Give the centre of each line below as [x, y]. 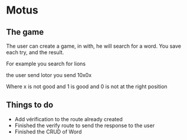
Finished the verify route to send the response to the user [85, 125]
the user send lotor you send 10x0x [49, 75]
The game [25, 32]
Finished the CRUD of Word [48, 131]
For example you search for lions [46, 64]
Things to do [30, 105]
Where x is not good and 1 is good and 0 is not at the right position [87, 86]
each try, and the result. [35, 52]
